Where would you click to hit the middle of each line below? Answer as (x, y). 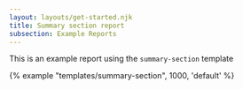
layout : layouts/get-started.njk (71, 17)
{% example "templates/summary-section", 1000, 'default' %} (122, 76)
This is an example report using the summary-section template (121, 59)
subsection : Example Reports (63, 33)
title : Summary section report (67, 26)
